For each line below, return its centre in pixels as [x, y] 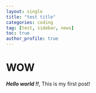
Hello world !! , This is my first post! [48, 84]
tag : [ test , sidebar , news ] [40, 28]
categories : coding [30, 22]
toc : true [18, 33]
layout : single [24, 11]
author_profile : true [32, 39]
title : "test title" [31, 17]
